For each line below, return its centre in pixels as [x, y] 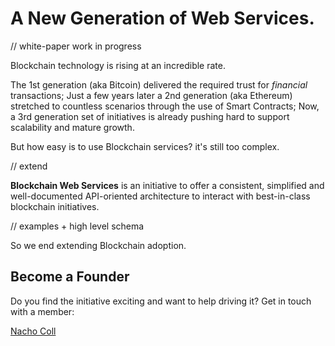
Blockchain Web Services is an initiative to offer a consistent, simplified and [167, 185]
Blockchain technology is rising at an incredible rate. [118, 65]
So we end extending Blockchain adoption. [98, 245]
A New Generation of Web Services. [162, 18]
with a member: [42, 311]
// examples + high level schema [77, 226]
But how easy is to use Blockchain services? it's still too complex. [145, 146]
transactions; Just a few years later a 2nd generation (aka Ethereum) [151, 95]
